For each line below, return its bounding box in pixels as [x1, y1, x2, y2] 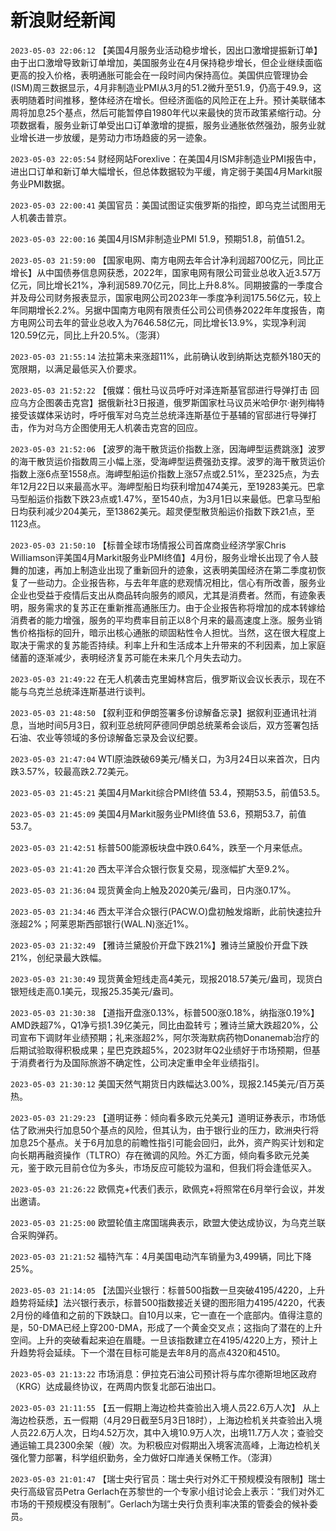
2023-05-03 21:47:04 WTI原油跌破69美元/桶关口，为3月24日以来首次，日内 [10, 752, 320, 765]
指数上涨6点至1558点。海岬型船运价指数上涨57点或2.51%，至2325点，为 [10, 467, 312, 480]
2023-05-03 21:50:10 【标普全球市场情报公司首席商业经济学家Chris [10, 539, 287, 551]
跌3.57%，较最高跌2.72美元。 [10, 765, 134, 777]
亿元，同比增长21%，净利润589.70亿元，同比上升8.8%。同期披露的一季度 [10, 279, 315, 291]
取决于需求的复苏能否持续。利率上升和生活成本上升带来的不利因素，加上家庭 [10, 639, 326, 651]
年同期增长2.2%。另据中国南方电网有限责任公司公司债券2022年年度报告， [10, 304, 317, 316]
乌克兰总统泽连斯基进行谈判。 [27, 685, 151, 697]
